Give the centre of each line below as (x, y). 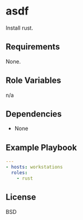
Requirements (33, 47)
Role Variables (33, 81)
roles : (19, 173)
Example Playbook (41, 147)
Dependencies (34, 114)
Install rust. (20, 28)
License (21, 197)
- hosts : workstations (34, 167)
